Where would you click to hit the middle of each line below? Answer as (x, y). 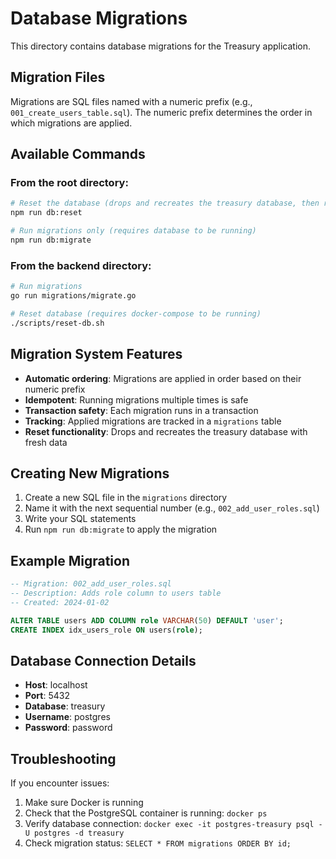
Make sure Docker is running (84, 803)
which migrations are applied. (71, 123)
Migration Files (58, 77)
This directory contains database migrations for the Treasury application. (161, 46)
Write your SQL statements (80, 519)
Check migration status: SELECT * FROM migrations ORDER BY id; (158, 843)
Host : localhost (56, 685)
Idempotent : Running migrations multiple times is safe (136, 399)
